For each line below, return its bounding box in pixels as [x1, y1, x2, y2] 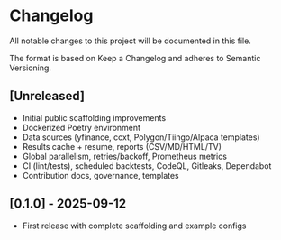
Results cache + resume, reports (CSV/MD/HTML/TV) [22, 141, 222, 152]
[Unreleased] [9, 88, 86, 104]
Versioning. [9, 62, 52, 73]
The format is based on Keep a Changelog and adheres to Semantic [9, 52, 261, 63]
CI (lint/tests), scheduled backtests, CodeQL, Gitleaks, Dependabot [22, 160, 272, 171]
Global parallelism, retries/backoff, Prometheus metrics [22, 151, 228, 162]
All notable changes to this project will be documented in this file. [9, 35, 252, 46]
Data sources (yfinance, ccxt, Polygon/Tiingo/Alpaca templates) [22, 132, 260, 143]
